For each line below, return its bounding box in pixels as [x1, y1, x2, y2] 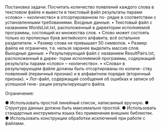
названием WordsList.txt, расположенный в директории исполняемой [5, 25, 150, 30]
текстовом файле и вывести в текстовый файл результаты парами [5, 9, 143, 15]
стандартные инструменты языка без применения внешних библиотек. [5, 110, 154, 116]
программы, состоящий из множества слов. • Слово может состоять [5, 30, 149, 35]
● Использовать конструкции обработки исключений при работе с [5, 116, 145, 121]
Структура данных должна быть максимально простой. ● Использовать [5, 105, 157, 111]
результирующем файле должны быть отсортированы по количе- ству [5, 66, 153, 72]
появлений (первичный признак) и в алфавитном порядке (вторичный [5, 71, 151, 76]
